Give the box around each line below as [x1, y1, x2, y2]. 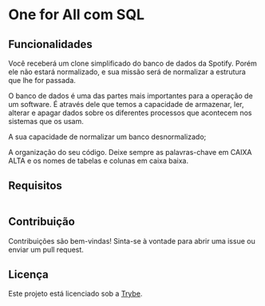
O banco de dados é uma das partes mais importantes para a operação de [8, 91, 253, 101]
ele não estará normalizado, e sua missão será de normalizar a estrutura [8, 67, 246, 77]
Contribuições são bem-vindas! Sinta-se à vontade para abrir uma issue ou [8, 236, 255, 245]
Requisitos [8, 179, 62, 193]
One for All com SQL [8, 6, 145, 24]
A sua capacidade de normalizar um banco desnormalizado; [8, 132, 207, 141]
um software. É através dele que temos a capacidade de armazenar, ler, [8, 100, 244, 109]
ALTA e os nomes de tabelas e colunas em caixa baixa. [8, 156, 189, 165]
